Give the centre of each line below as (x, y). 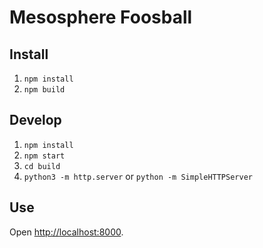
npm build (44, 90)
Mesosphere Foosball (101, 17)
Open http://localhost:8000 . (66, 232)
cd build (42, 166)
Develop (35, 120)
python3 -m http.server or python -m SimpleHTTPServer (138, 176)
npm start (44, 156)
